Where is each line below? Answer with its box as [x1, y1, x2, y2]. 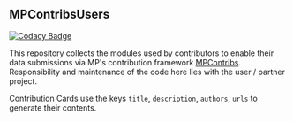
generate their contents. [9, 102, 97, 113]
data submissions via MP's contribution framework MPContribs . [9, 57, 241, 67]
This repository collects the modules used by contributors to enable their [9, 48, 274, 58]
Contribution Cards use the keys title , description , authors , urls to [9, 93, 258, 103]
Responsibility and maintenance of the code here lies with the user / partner [9, 66, 285, 77]
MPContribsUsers [9, 7, 110, 22]
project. [9, 75, 38, 87]
